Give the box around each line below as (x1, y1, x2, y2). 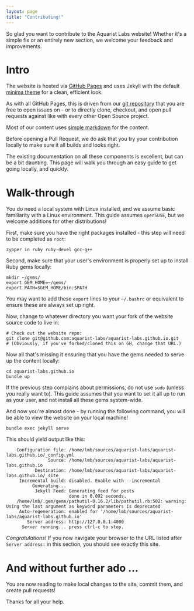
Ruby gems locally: (6, 264, 52, 271)
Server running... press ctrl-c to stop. (21, 524, 124, 530)
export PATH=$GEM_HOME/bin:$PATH (6, 285, 88, 291)
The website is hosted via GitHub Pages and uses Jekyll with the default (6, 83, 180, 90)
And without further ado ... (6, 561, 139, 575)
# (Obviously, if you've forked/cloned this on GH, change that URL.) (6, 341, 182, 347)
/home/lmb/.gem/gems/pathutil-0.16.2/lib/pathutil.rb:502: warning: (16, 498, 187, 505)
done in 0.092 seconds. (68, 494, 127, 499)
